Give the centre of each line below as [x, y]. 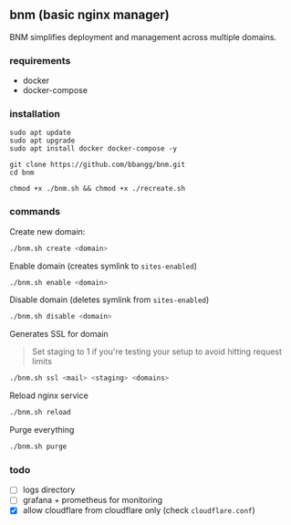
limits [42, 362]
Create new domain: [47, 231]
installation [35, 114]
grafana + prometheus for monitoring [92, 500]
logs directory [49, 490]
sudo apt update [40, 133]
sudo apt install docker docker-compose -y [94, 149]
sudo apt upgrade [42, 141]
